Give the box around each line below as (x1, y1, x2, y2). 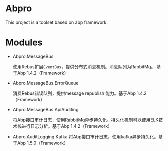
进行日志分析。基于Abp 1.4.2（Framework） (21, 123, 113, 129)
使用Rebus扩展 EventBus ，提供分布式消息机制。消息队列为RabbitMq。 (12, 63, 156, 70)
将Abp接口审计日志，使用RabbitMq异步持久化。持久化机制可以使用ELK (12, 117, 159, 123)
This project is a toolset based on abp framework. (5, 19, 108, 25)
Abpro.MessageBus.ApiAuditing (12, 106, 79, 112)
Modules (5, 37, 43, 48)
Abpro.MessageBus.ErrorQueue (12, 80, 79, 86)
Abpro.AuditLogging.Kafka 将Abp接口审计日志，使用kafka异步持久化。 (12, 133, 159, 140)
